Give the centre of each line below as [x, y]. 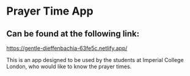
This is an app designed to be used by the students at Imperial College [95, 60]
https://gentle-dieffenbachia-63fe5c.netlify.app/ [67, 48]
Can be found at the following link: [73, 34]
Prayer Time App [50, 11]
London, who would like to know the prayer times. [69, 66]
